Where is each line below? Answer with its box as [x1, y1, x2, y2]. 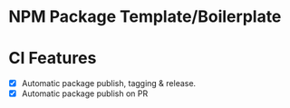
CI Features [8, 48, 97, 69]
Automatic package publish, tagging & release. [21, 78, 197, 89]
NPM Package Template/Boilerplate [8, 6, 282, 27]
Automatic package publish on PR [21, 88, 149, 99]
